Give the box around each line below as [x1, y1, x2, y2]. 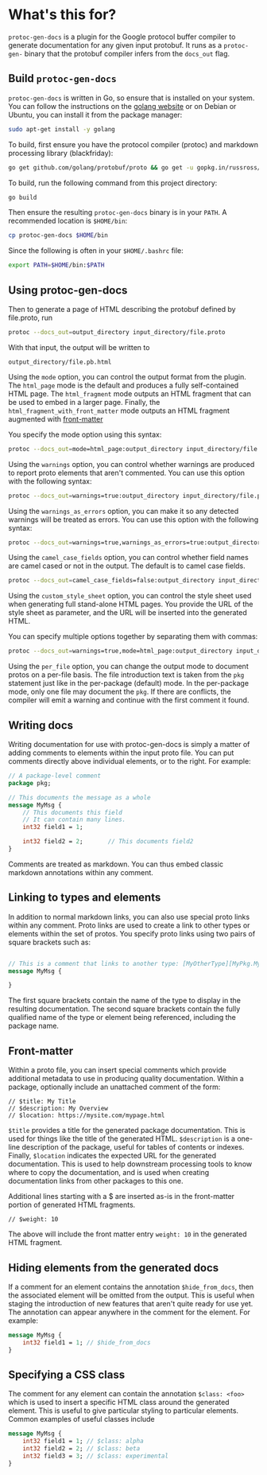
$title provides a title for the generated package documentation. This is [8, 1126, 246, 1135]
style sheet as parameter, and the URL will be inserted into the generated [8, 608, 248, 617]
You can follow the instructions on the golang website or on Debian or [8, 101, 237, 111]
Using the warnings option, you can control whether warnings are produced [8, 459, 255, 469]
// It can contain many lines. [22, 815, 126, 824]
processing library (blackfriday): [8, 148, 114, 158]
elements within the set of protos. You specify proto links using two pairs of [8, 928, 256, 938]
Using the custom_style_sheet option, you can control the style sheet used [8, 591, 252, 601]
